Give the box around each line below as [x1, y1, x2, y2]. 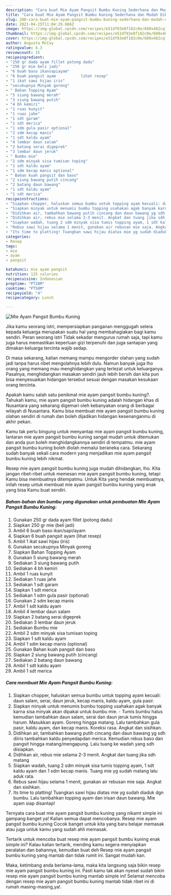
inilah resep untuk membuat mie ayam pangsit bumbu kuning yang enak [6, 482, 156, 488]
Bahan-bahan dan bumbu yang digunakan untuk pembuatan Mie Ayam [6, 498, 160, 504]
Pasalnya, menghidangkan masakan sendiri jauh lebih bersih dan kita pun [6, 371, 159, 377]
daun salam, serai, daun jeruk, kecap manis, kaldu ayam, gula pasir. [13, 698, 154, 704]
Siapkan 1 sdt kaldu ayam [13, 635, 66, 642]
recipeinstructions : [6, 196, 50, 201]
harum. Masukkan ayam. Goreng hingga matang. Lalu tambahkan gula [13, 719, 160, 725]
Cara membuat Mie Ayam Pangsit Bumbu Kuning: [6, 679, 113, 686]
